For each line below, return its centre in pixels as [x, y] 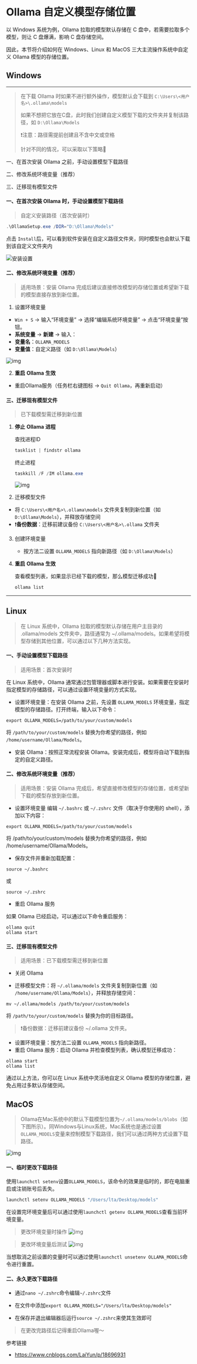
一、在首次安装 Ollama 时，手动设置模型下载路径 [65, 201]
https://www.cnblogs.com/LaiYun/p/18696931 [70, 1355]
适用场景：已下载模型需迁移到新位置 [64, 961]
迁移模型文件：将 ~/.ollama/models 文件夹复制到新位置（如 [86, 986]
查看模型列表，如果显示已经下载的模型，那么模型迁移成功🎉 [86, 576]
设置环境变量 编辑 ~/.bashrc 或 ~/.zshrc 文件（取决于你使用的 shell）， [99, 808]
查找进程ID [28, 439]
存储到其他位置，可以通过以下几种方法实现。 [79, 641]
